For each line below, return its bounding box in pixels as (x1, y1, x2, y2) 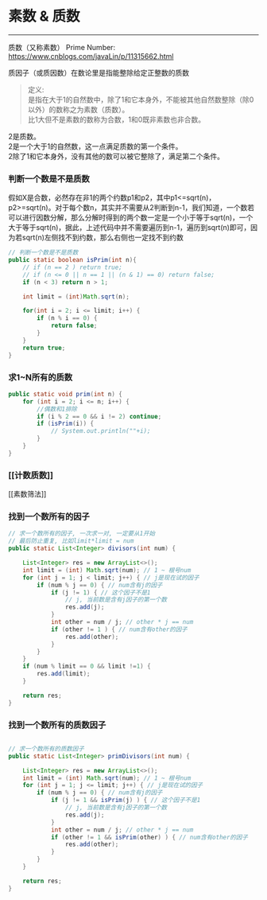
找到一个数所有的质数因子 (8, 719, 106, 731)
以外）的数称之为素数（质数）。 (27, 104, 130, 114)
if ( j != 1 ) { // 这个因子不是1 (50, 588, 151, 597)
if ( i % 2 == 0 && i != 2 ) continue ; (37, 412, 162, 420)
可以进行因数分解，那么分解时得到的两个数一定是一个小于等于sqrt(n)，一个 (8, 212, 253, 223)
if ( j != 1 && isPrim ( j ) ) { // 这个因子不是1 (50, 797, 201, 805)
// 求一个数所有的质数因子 (8, 745, 85, 753)
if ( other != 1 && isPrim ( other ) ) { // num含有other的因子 (50, 833, 249, 841)
